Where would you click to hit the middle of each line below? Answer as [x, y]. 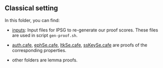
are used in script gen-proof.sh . [45, 35]
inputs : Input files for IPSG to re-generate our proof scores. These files [85, 30]
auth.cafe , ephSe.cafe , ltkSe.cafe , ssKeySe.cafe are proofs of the [79, 45]
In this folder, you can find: [32, 20]
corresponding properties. [39, 50]
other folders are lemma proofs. [45, 60]
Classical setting [31, 8]
